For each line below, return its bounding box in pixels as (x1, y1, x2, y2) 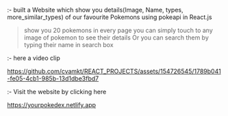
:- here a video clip (7, 54, 60, 62)
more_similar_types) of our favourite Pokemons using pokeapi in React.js (7, 13, 212, 21)
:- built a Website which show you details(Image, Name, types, (7, 6, 183, 14)
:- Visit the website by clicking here (7, 88, 107, 96)
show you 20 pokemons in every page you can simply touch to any (23, 27, 214, 34)
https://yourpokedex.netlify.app (7, 101, 97, 108)
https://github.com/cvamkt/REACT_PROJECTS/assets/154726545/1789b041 (7, 68, 221, 75)
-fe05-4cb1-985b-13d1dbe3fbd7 (7, 74, 99, 83)
